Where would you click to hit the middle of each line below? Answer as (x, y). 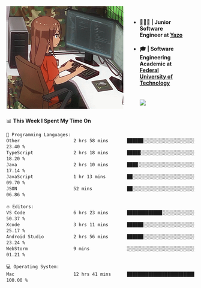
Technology (155, 83)
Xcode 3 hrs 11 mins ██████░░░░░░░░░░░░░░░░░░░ (100, 224)
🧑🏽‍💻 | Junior (155, 22)
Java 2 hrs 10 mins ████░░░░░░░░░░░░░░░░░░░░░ (100, 164)
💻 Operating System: (33, 266)
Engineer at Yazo (161, 35)
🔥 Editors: (20, 206)
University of (156, 77)
